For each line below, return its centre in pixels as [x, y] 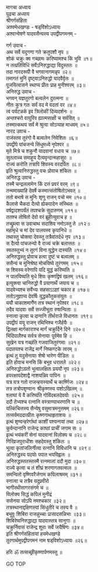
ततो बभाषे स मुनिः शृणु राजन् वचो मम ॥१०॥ [46, 197]
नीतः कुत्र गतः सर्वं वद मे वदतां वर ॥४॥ [41, 105]
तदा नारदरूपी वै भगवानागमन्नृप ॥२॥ [39, 72]
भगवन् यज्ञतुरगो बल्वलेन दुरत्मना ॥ [37, 98]
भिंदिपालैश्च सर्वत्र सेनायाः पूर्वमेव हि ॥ [39, 336]
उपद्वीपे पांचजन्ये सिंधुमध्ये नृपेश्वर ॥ [37, 144]
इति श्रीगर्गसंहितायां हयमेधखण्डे [33, 534]
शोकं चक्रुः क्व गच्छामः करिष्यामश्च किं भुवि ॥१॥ [49, 59]
